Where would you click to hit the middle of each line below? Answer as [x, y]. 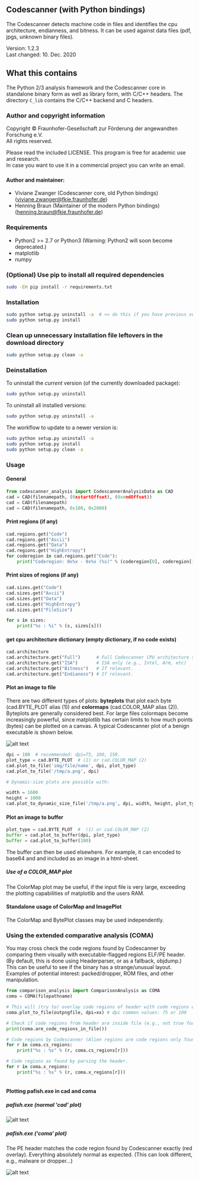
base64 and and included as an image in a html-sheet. [73, 858]
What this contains [42, 73]
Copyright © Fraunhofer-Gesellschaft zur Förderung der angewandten [92, 128]
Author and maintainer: [36, 180]
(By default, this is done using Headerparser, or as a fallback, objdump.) [94, 961]
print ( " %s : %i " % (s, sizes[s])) [59, 626]
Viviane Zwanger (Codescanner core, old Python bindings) [86, 193]
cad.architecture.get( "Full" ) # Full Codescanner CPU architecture [98, 658]
